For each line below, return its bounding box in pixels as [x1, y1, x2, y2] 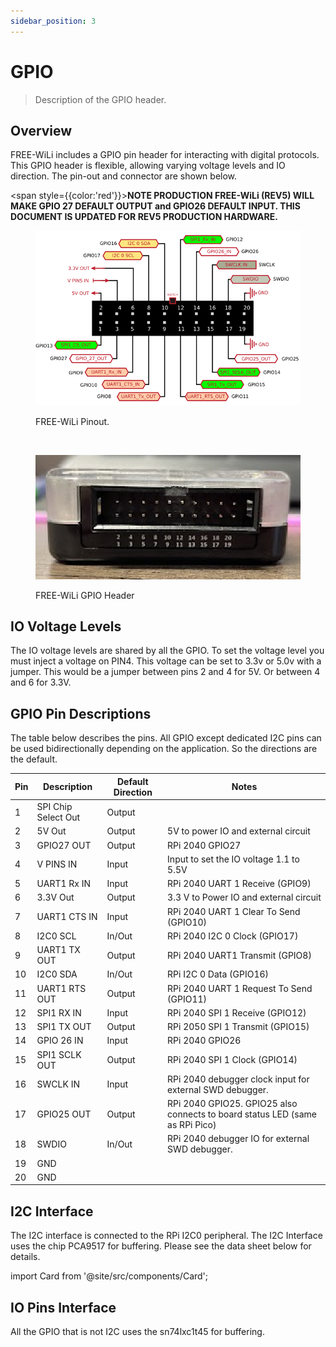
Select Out [36, 811, 81, 824]
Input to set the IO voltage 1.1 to [167, 853, 300, 865]
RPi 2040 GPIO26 [167, 1035, 242, 1047]
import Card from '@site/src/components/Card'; [10, 1270, 209, 1282]
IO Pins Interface [10, 1299, 117, 1316]
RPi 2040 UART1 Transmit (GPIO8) [167, 949, 312, 961]
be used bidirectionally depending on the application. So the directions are [10, 743, 318, 755]
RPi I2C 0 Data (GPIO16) [167, 968, 270, 980]
